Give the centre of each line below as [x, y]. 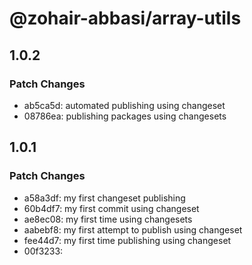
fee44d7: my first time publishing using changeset [127, 240]
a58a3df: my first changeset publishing [104, 198]
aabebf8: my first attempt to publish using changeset [133, 229]
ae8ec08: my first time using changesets [108, 219]
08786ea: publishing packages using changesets [125, 116]
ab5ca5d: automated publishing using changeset [124, 105]
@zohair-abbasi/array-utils [125, 18]
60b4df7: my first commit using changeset [111, 208]
